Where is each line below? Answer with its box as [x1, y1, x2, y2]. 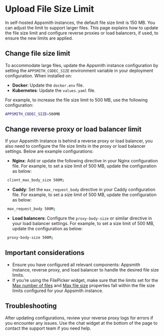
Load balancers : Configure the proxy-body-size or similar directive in [12, 215, 152, 221]
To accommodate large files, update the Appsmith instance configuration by [5, 62, 159, 68]
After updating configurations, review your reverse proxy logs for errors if [5, 314, 153, 321]
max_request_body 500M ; [7, 206, 56, 211]
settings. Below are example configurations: [5, 148, 94, 155]
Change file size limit [5, 49, 70, 58]
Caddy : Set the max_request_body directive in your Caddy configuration [12, 187, 156, 193]
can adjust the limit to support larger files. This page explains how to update [5, 24, 158, 30]
